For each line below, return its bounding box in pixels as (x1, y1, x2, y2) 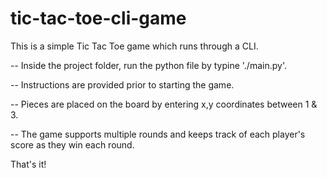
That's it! (10, 158, 47, 170)
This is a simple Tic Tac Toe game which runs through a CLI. (10, 40, 259, 52)
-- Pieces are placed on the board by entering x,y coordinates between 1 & (10, 98, 318, 110)
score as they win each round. (10, 138, 135, 151)
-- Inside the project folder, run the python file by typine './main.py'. (10, 59, 287, 71)
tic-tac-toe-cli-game (10, 7, 187, 30)
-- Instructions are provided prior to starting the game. (10, 78, 235, 91)
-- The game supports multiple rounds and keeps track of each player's (10, 128, 306, 140)
